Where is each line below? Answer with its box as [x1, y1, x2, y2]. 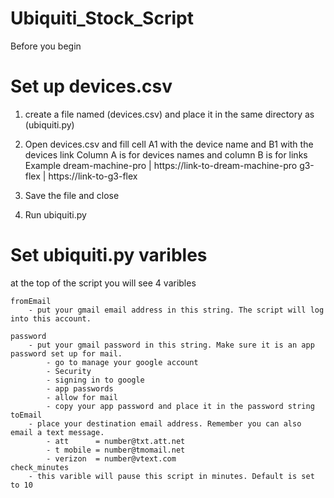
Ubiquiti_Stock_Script [10, 7, 194, 30]
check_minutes [10, 462, 70, 472]
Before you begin [10, 40, 82, 52]
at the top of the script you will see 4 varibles [10, 277, 197, 289]
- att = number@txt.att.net [46, 436, 186, 446]
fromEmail [10, 296, 52, 306]
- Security [46, 366, 92, 376]
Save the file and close [24, 189, 120, 201]
